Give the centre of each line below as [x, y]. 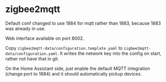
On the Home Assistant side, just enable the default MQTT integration [78, 68]
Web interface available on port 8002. [45, 38]
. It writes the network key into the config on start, [110, 53]
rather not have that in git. [32, 58]
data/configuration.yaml [31, 54]
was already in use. [26, 28]
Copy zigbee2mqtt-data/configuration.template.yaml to [64, 48]
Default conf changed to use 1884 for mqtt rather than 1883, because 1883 [83, 23]
